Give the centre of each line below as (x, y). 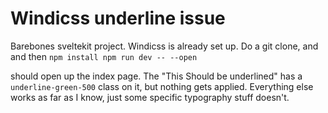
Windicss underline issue (118, 18)
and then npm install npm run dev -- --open (104, 56)
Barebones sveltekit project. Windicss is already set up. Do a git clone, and (164, 46)
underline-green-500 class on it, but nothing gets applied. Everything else (162, 86)
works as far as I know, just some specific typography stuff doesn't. (150, 97)
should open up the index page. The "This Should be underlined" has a (156, 76)
